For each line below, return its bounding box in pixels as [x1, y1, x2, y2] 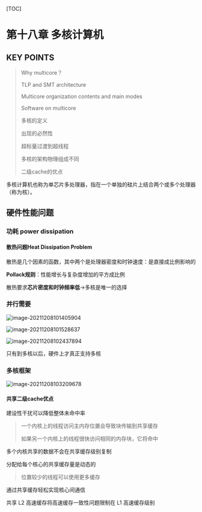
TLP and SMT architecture [20, 81, 87, 88]
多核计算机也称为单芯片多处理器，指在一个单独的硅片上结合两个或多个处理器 [6, 181, 196, 188]
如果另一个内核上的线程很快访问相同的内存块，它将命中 [20, 435, 158, 442]
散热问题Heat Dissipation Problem [6, 243, 93, 251]
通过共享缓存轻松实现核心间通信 [6, 486, 85, 493]
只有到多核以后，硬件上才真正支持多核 [6, 349, 101, 357]
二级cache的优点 [20, 168, 63, 175]
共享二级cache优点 [6, 395, 54, 402]
